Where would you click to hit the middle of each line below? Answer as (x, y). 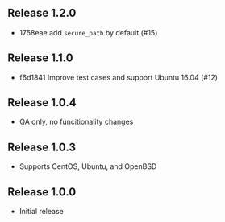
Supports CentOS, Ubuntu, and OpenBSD (88, 166)
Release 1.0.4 (42, 103)
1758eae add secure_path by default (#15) (88, 32)
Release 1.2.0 (42, 13)
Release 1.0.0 (42, 192)
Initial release (41, 212)
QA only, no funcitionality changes (76, 122)
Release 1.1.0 (40, 58)
